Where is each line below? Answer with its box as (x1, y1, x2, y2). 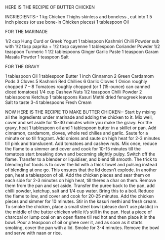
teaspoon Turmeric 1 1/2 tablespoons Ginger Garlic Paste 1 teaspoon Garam (5, 49, 159, 54)
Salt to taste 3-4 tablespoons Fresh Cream (5, 99, 92, 105)
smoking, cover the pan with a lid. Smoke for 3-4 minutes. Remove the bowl (5, 225, 160, 231)
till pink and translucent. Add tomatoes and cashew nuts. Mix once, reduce (5, 141, 157, 146)
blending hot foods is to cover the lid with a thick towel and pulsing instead (5, 162, 157, 167)
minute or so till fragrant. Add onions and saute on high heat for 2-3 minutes (5, 136, 161, 141)
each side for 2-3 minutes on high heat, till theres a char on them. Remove (5, 178, 157, 183)
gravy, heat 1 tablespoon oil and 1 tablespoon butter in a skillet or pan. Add (5, 125, 157, 131)
